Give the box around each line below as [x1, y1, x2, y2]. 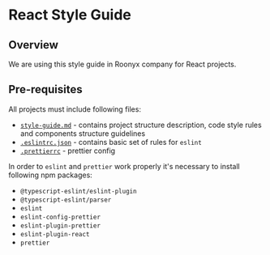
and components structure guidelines [19, 128, 146, 138]
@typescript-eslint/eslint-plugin [19, 187, 137, 195]
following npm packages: [8, 170, 93, 180]
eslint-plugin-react [19, 230, 90, 238]
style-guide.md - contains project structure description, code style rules [19, 120, 262, 130]
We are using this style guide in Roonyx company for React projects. [8, 59, 237, 69]
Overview [8, 38, 59, 52]
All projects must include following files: [8, 104, 142, 114]
